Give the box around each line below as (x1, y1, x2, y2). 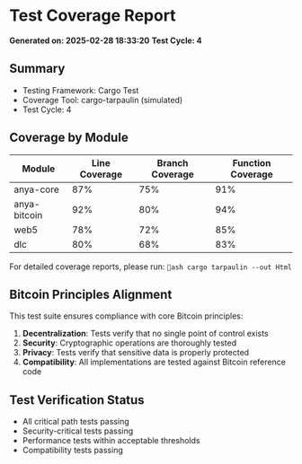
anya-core (13, 183, 60, 196)
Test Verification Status (9, 392, 146, 407)
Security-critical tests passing (22, 425, 134, 436)
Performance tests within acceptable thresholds (22, 435, 200, 446)
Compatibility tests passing (22, 445, 123, 456)
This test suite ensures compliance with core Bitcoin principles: (9, 311, 244, 321)
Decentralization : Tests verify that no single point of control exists (22, 328, 269, 339)
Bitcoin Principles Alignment (9, 286, 173, 302)
